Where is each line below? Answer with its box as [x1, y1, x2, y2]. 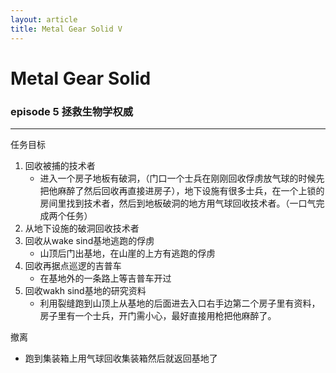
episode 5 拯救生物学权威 [10, 104, 134, 118]
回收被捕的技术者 [24, 159, 96, 171]
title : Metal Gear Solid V [10, 24, 123, 34]
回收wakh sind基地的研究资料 [24, 284, 147, 296]
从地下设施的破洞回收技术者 [24, 222, 140, 234]
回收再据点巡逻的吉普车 [24, 259, 122, 271]
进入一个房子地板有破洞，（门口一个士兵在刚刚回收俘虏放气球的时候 [39, 172, 317, 184]
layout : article [10, 14, 78, 25]
